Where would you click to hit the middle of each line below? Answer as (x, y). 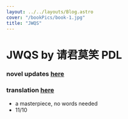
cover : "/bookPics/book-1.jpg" (46, 18)
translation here (30, 90)
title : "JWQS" (24, 23)
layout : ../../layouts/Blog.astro (50, 12)
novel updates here (35, 74)
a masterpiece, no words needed (56, 103)
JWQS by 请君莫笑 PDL (64, 55)
